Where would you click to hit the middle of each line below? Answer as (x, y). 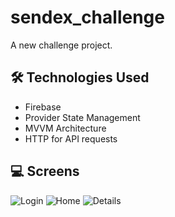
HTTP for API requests (71, 138)
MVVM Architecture (65, 128)
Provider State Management (82, 117)
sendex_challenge (87, 17)
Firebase (43, 107)
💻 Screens (45, 171)
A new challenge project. (61, 45)
